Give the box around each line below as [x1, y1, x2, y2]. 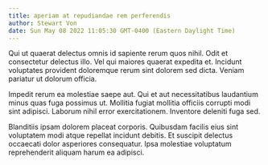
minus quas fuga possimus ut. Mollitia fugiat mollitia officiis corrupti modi [8, 98, 251, 108]
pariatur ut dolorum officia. [8, 74, 97, 84]
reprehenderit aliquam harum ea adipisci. [8, 147, 145, 157]
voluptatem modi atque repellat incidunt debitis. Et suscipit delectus [8, 131, 233, 140]
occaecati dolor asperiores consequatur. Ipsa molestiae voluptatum [8, 139, 232, 149]
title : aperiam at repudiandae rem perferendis [8, 11, 171, 20]
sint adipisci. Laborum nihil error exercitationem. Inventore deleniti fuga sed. [8, 107, 261, 116]
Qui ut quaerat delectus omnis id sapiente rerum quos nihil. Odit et [8, 49, 228, 58]
